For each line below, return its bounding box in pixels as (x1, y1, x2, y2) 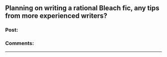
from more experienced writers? (5, 12, 108, 20)
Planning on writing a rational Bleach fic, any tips (5, 4, 160, 12)
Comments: (5, 40, 34, 47)
